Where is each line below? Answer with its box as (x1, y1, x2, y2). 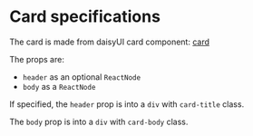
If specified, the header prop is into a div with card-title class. (9, 98, 245, 110)
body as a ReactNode (22, 81, 96, 92)
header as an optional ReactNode (22, 71, 141, 83)
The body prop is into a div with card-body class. (9, 116, 189, 127)
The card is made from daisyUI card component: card (9, 36, 210, 47)
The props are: (9, 53, 65, 64)
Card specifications (9, 6, 161, 27)
